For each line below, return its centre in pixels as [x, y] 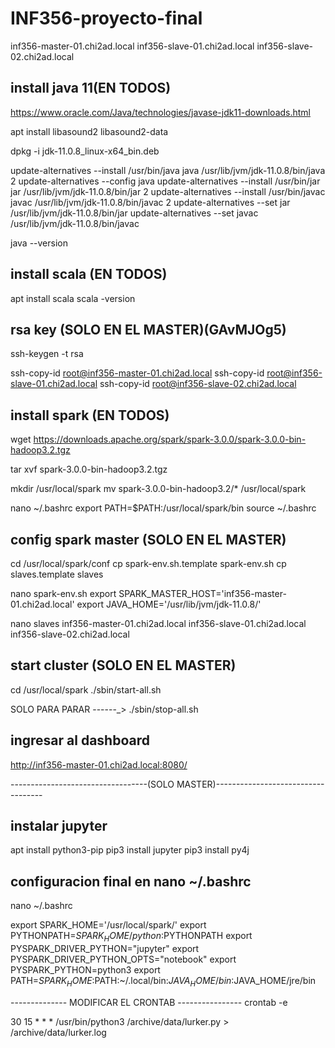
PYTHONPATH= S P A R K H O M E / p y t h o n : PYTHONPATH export [131, 937]
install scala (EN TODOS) [89, 274]
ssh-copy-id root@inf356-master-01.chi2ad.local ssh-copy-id [137, 373]
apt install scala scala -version [73, 298]
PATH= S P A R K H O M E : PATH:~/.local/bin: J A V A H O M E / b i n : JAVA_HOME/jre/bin [163, 982]
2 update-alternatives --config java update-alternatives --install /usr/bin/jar [165, 181]
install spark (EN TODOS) [90, 415]
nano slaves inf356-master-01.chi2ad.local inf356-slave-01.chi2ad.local [158, 623]
